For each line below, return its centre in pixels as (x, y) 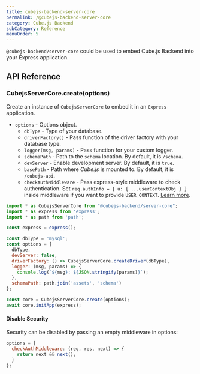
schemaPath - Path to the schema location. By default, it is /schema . (103, 156)
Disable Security (28, 319)
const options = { (29, 244)
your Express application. (37, 58)
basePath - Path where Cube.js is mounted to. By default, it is (99, 169)
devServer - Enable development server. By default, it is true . (99, 163)
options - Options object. (46, 124)
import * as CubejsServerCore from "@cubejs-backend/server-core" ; (92, 206)
